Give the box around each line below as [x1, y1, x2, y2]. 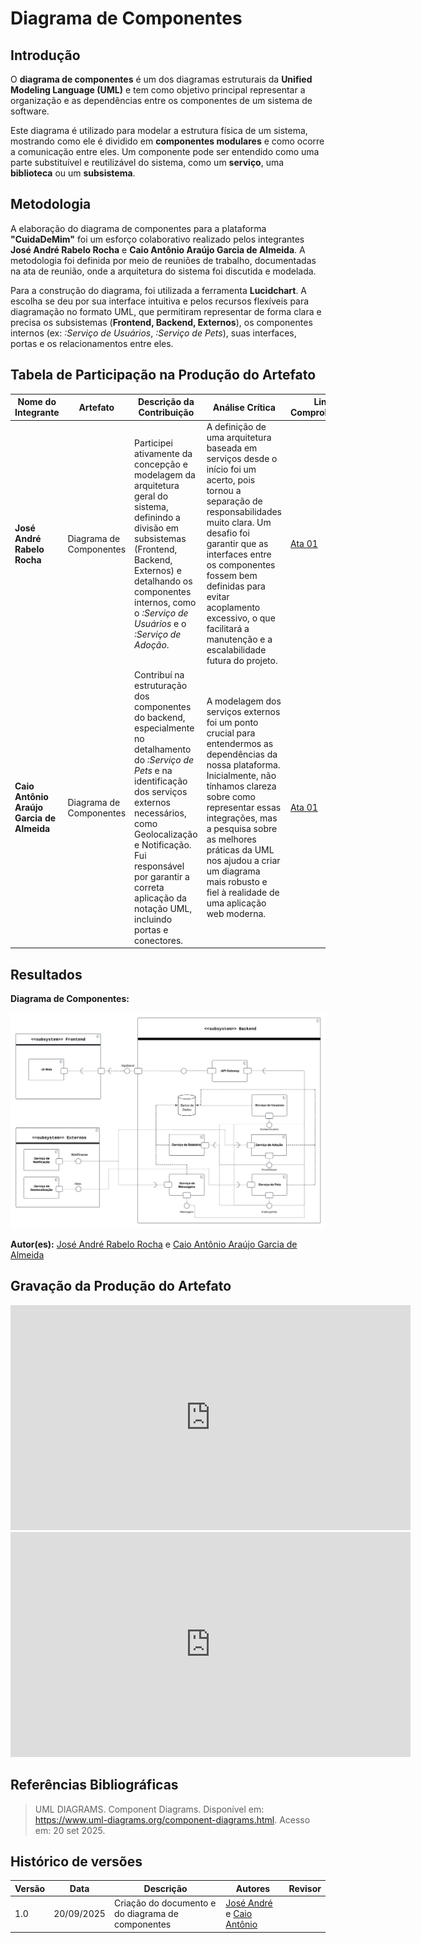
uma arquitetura [206, 432, 272, 444]
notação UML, [134, 902, 193, 914]
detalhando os [134, 575, 193, 587]
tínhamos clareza [206, 780, 277, 792]
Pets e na [134, 764, 173, 776]
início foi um [206, 463, 257, 476]
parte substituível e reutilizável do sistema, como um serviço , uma [10, 157, 285, 168]
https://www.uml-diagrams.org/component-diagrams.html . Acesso [34, 1813, 311, 1826]
